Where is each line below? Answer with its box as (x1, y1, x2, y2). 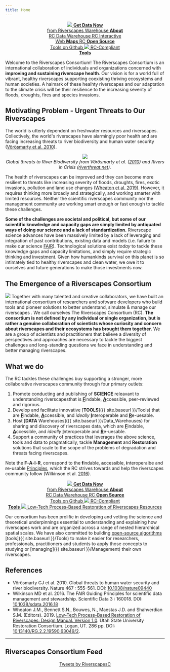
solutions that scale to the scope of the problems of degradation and (12, 445, 156, 451)
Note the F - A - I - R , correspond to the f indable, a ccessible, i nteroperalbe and (5, 460, 163, 466)
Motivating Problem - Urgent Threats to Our (5, 107, 146, 115)
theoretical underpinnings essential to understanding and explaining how (5, 519, 157, 525)
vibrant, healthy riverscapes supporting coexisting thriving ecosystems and (5, 76, 163, 82)
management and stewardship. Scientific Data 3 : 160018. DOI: (12, 595, 143, 602)
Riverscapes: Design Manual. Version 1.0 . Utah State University (12, 617, 144, 623)
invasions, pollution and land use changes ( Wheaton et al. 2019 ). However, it (5, 185, 164, 191)
